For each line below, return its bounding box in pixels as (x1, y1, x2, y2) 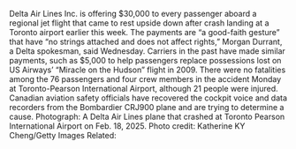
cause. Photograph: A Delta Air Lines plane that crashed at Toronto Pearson (9, 111, 285, 122)
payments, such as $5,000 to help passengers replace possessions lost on (9, 56, 282, 65)
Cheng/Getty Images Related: (9, 130, 117, 140)
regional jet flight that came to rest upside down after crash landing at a (9, 18, 269, 28)
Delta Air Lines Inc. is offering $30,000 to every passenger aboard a (9, 9, 257, 19)
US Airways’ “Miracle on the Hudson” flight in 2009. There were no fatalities (9, 64, 286, 75)
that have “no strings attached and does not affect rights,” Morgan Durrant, (9, 36, 283, 47)
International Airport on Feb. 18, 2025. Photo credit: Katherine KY (9, 121, 246, 131)
